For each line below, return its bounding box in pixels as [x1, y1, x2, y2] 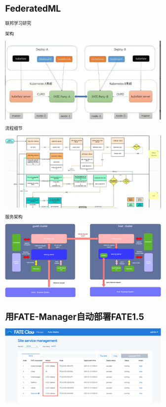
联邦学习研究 [5, 20, 31, 26]
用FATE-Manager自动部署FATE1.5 [5, 311, 144, 322]
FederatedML [5, 3, 61, 14]
